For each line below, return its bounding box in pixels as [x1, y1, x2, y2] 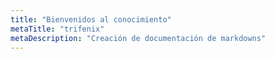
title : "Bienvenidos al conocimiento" [10, 14, 172, 25]
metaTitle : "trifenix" [10, 24, 105, 34]
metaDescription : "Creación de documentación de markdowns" [10, 33, 267, 43]
